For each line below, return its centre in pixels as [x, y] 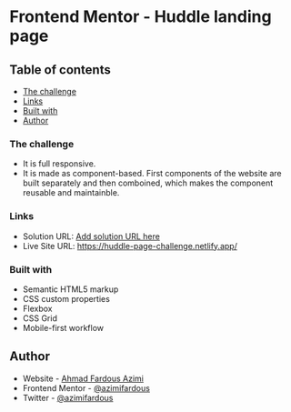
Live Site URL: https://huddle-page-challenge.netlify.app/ [130, 246]
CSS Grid [40, 318]
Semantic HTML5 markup [70, 289]
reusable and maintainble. [71, 193]
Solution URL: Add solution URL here [91, 236]
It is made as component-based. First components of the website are [152, 174]
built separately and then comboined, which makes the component [148, 183]
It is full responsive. [59, 164]
